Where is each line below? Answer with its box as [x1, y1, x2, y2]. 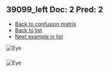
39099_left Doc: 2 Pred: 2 [6, 5, 103, 15]
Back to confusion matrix [14, 20, 76, 27]
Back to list [14, 27, 42, 34]
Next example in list [14, 32, 64, 40]
